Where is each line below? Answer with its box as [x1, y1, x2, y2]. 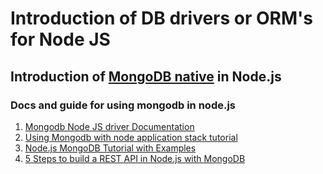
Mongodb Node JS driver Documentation [24, 120, 195, 132]
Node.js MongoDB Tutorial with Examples [24, 142, 197, 154]
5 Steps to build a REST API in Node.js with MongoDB [24, 152, 246, 164]
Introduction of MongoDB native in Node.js [10, 68, 282, 85]
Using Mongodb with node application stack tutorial [24, 131, 238, 143]
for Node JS [10, 28, 111, 51]
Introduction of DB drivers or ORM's [10, 7, 314, 30]
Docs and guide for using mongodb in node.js [10, 98, 237, 112]
